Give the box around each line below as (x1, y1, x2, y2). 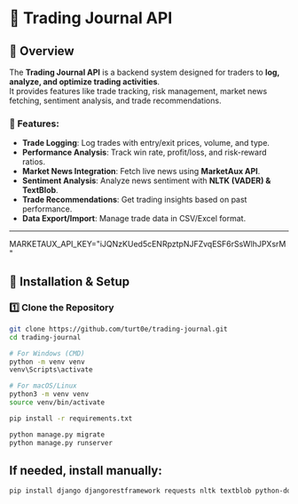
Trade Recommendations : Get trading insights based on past (21, 195, 247, 205)
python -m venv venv (9, 357, 86, 366)
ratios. (21, 156, 46, 167)
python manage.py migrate (9, 430, 105, 439)
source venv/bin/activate (9, 398, 105, 407)
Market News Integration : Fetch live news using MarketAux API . (21, 166, 261, 177)
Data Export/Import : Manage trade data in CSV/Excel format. (21, 213, 247, 224)
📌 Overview (9, 44, 74, 59)
